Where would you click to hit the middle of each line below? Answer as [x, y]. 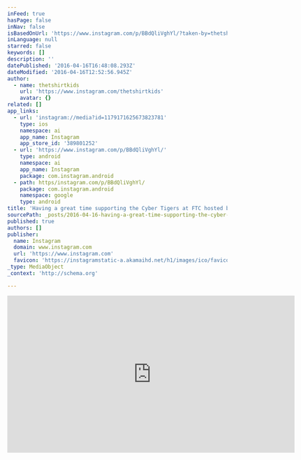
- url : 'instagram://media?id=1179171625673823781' [90, 117]
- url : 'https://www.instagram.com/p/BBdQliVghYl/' [90, 150]
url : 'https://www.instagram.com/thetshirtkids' [92, 91]
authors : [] [24, 228]
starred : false [29, 46]
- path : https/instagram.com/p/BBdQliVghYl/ [79, 182]
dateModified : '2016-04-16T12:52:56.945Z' [70, 72]
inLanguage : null [32, 40]
